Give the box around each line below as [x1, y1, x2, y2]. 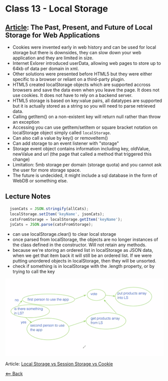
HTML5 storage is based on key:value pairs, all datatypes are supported [12, 98, 162, 104]
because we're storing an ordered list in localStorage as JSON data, [12, 247, 153, 253]
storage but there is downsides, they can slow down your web [12, 50, 142, 55]
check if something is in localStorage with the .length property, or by [12, 263, 155, 269]
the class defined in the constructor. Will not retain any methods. [12, 242, 147, 248]
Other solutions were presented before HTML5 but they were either [12, 71, 152, 77]
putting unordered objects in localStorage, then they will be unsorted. [12, 258, 157, 264]
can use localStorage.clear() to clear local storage [12, 231, 117, 237]
